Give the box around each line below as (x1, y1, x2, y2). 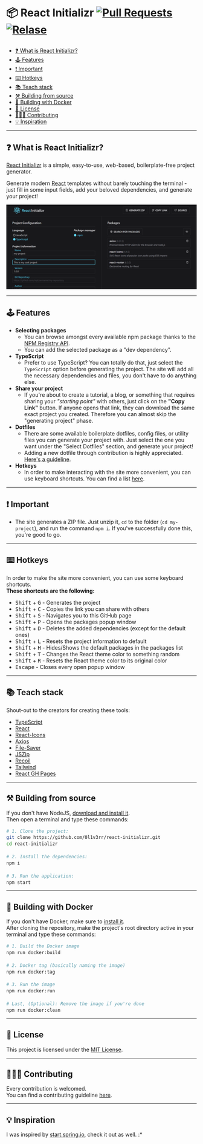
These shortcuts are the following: (6, 587, 95, 594)
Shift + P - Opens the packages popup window (14, 618, 137, 625)
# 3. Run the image (6, 981, 56, 988)
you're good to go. (14, 531, 62, 539)
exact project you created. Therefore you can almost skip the (24, 411, 176, 418)
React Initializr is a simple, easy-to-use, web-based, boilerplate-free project (6, 161, 195, 169)
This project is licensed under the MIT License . (6, 1046, 123, 1053)
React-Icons (14, 731, 46, 738)
